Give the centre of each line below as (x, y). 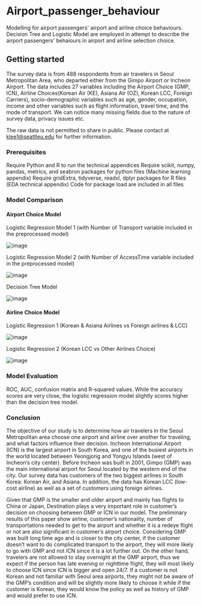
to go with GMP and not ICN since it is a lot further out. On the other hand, (98, 550)
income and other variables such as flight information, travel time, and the (97, 106)
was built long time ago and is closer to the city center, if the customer (93, 538)
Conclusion (23, 418)
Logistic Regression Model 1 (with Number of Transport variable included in (99, 228)
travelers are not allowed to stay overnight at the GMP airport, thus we (93, 557)
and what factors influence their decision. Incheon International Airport (94, 443)
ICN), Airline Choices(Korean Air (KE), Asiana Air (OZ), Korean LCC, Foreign (99, 93)
